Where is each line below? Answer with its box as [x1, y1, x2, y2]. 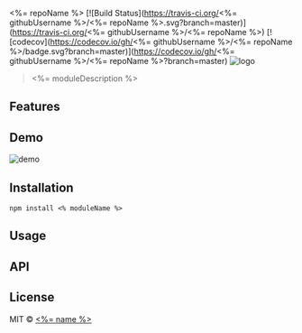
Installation [9, 180, 74, 195]
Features [9, 99, 60, 115]
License [9, 290, 55, 305]
